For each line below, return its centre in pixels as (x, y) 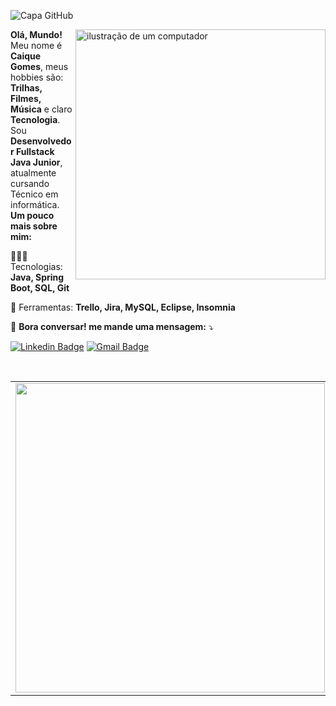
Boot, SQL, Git (40, 288)
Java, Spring (37, 277)
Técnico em (34, 194)
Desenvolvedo (41, 141)
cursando (30, 183)
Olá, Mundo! (36, 34)
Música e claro (41, 109)
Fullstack (35, 151)
